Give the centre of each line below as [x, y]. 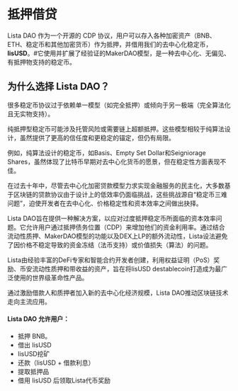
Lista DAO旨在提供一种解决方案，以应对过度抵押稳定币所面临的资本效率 [112, 218]
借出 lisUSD [34, 345]
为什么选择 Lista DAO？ [58, 87]
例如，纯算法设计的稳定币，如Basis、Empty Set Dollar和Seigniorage [107, 152]
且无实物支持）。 [31, 113]
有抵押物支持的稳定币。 [41, 62]
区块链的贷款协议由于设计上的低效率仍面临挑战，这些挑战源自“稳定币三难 [120, 194]
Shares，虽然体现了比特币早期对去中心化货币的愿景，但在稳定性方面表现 [114, 161]
